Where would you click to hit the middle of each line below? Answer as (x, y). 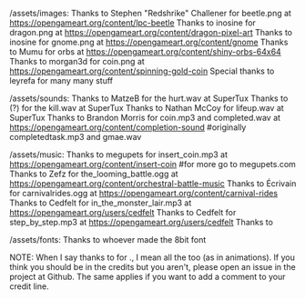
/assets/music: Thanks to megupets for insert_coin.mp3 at (119, 154)
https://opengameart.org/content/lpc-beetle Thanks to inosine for (133, 23)
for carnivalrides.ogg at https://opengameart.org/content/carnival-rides (144, 193)
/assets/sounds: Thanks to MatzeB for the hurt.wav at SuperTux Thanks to (149, 98)
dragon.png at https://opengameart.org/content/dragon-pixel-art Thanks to (151, 32)
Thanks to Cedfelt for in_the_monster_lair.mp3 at (101, 203)
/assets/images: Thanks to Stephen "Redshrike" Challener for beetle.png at (150, 13)
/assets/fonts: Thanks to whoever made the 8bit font (108, 239)
